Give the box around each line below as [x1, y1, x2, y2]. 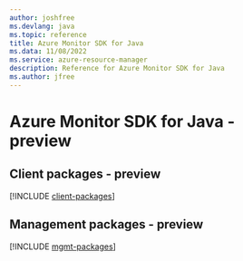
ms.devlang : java [9, 22, 75, 31]
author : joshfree [9, 13, 75, 23]
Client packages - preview [9, 167, 161, 182]
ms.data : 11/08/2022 [9, 47, 88, 56]
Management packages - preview [9, 217, 204, 232]
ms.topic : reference [9, 30, 88, 39]
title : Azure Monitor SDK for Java [9, 38, 144, 48]
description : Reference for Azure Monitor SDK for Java [9, 64, 225, 73]
